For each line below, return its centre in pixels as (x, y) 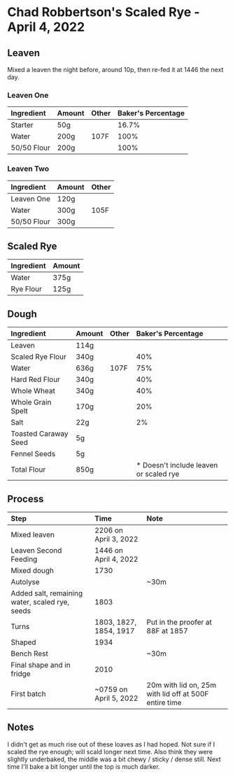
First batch (28, 694)
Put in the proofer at (179, 622)
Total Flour (28, 469)
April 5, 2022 (116, 698)
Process (26, 498)
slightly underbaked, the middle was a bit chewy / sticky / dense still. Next (114, 759)
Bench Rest (30, 653)
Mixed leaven (33, 535)
